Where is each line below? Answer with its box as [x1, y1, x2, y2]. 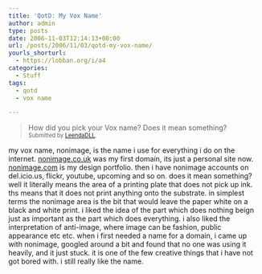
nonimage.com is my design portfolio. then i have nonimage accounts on [8, 162, 249, 173]
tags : [8, 79, 27, 87]
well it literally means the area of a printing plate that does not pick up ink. [8, 180, 253, 190]
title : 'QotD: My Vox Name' [8, 11, 103, 20]
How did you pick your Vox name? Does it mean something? [27, 123, 227, 133]
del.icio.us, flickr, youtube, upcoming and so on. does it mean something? [8, 171, 253, 181]
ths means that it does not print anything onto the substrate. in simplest [8, 188, 245, 198]
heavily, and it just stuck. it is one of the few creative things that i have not [8, 248, 253, 258]
